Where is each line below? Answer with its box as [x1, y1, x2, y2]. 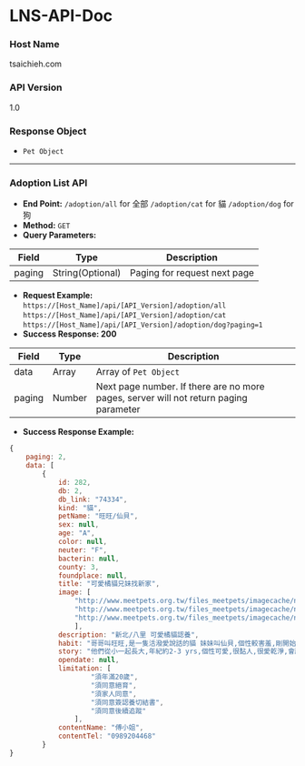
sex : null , [57, 520, 100, 529]
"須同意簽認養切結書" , [90, 698, 164, 707]
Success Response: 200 [22, 328, 117, 339]
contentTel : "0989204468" [57, 731, 156, 741]
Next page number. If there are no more [95, 380, 265, 393]
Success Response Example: [22, 427, 134, 438]
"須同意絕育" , [90, 680, 138, 690]
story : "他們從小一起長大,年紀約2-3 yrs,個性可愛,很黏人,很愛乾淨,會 [57, 647, 295, 656]
